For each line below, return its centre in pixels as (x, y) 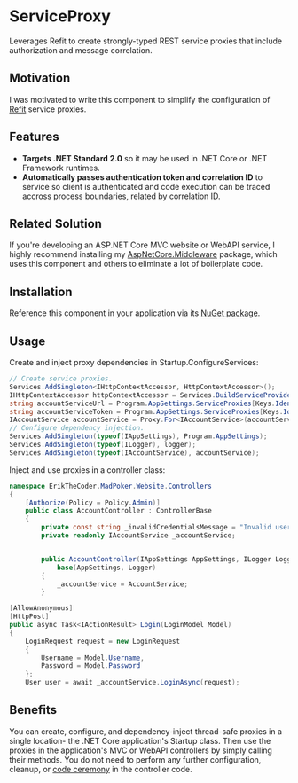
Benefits (33, 710)
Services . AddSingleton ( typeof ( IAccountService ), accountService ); (134, 453)
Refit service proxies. (48, 109)
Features (34, 137)
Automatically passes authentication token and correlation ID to (142, 177)
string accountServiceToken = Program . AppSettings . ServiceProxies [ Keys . (146, 411)
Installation (41, 291)
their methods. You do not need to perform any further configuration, (135, 759)
